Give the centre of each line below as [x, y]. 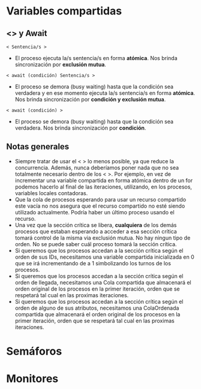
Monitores [32, 379]
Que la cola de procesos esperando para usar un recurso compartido [100, 199]
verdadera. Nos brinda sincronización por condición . [80, 128]
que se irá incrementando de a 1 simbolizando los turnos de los [93, 263]
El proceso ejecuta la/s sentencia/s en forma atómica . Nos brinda [96, 58]
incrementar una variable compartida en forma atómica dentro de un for [104, 180]
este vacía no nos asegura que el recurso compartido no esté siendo [100, 206]
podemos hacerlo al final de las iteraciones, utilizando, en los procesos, [103, 187]
